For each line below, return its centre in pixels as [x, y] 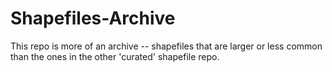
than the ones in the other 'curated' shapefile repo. [115, 56]
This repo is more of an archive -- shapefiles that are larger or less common [166, 46]
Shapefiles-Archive [93, 18]
